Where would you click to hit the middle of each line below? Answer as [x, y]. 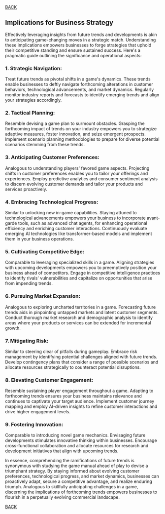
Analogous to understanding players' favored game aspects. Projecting [77, 168]
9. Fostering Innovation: [34, 425]
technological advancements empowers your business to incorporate [76, 218]
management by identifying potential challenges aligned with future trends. [81, 356]
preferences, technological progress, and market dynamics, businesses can [82, 476]
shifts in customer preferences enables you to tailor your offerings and [77, 173]
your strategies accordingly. [33, 100]
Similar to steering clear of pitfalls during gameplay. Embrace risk [71, 351]
